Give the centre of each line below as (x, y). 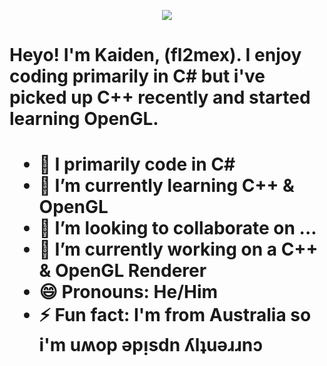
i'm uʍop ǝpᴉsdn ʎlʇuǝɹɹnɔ (151, 345)
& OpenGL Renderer (122, 271)
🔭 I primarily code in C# (137, 164)
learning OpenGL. (84, 119)
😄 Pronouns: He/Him (128, 292)
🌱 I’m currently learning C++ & (166, 186)
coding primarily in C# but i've (137, 76)
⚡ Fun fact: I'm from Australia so (175, 315)
